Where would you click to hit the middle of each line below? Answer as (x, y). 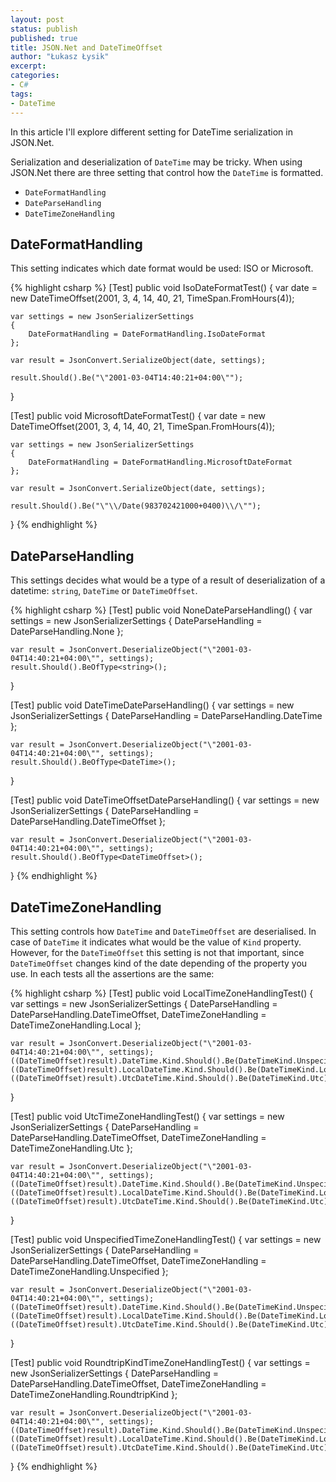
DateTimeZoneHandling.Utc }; (71, 1148)
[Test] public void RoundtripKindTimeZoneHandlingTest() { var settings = (160, 1362)
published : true (44, 38)
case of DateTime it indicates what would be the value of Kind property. (156, 942)
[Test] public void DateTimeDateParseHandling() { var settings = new (152, 705)
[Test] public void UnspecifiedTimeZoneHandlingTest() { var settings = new (166, 1239)
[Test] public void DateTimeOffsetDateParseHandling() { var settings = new (165, 800)
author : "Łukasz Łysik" (60, 57)
